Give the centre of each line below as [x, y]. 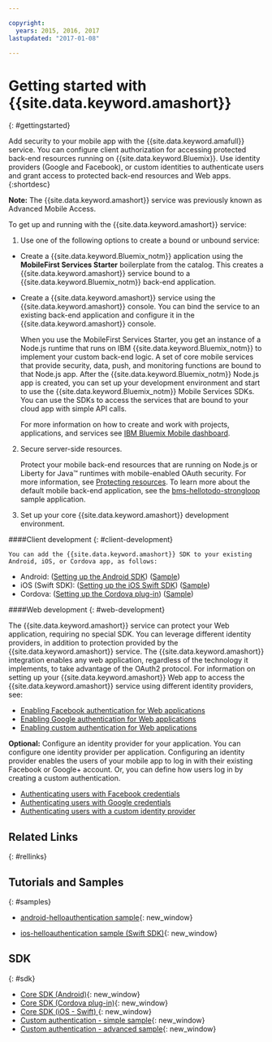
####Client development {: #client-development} [91, 540]
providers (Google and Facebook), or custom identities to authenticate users [136, 167]
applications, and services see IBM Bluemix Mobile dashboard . [125, 433]
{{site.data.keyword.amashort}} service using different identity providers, [131, 686]
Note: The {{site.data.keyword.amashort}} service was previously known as [135, 200]
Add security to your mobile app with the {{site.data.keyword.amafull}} [127, 141]
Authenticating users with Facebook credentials [100, 794]
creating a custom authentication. [65, 778]
